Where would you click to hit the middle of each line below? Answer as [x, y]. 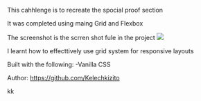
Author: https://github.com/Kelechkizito [63, 78]
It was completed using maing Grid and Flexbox [75, 23]
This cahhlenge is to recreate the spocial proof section [85, 10]
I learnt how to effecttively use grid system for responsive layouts [101, 51]
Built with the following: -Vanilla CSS [59, 64]
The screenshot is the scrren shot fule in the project [81, 38]
